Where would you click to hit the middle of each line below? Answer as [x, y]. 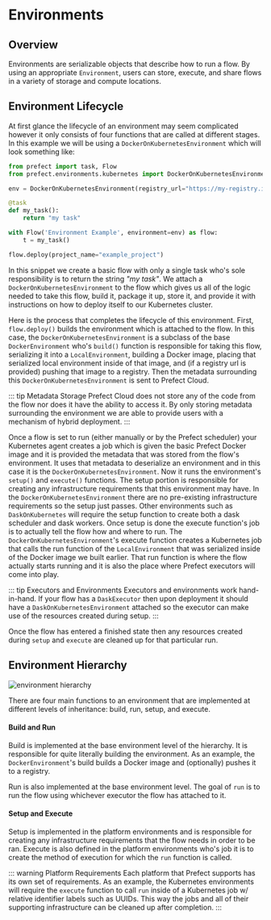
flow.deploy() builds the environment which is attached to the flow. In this [132, 328]
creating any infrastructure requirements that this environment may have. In [134, 488]
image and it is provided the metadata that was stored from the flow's [124, 454]
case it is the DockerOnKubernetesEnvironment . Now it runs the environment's [135, 471]
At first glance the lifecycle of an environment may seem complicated [124, 126]
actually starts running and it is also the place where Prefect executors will [132, 566]
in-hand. [23, 598]
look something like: [42, 152]
